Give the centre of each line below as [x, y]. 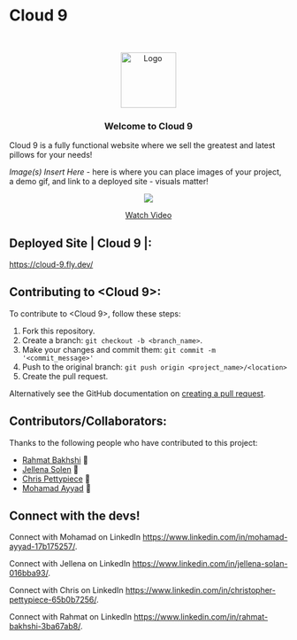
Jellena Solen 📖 [50, 469]
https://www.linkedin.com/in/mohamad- [215, 537]
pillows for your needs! [51, 155]
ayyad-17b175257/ [42, 547]
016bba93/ [29, 574]
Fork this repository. [58, 331]
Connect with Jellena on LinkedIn [70, 564]
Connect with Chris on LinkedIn [66, 590]
